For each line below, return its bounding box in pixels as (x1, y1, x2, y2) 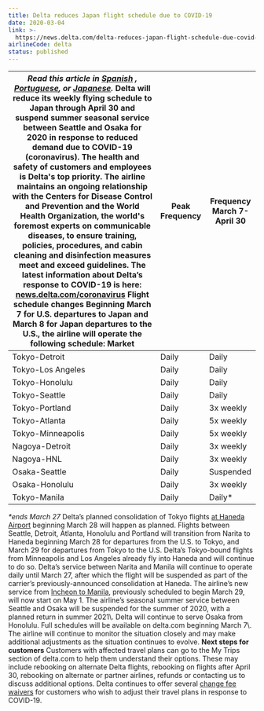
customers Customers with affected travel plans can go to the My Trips (8, 646, 240, 654)
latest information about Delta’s (22, 269, 143, 280)
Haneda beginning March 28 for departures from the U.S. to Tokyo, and (8, 537, 240, 546)
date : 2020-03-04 (8, 19, 65, 27)
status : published (8, 48, 68, 56)
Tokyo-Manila (12, 492, 64, 503)
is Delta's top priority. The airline (19, 171, 145, 181)
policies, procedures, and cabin (22, 240, 143, 251)
